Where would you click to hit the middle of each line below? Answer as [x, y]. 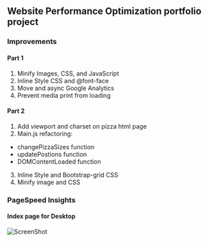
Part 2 [16, 111]
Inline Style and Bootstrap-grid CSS [67, 175]
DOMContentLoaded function [59, 162]
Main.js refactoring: [45, 133]
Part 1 [15, 58]
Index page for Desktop [41, 217]
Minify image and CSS [49, 182]
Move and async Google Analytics [66, 88]
